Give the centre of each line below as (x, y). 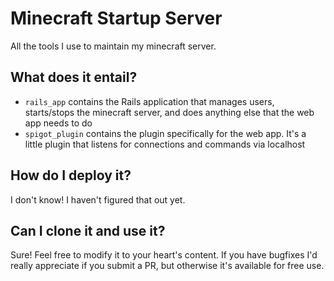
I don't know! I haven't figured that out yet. (98, 199)
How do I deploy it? (71, 175)
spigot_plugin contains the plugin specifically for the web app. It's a (165, 133)
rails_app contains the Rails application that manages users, (149, 101)
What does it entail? (74, 77)
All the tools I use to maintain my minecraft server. (113, 46)
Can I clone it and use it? (88, 230)
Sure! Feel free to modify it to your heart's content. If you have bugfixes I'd (164, 255)
